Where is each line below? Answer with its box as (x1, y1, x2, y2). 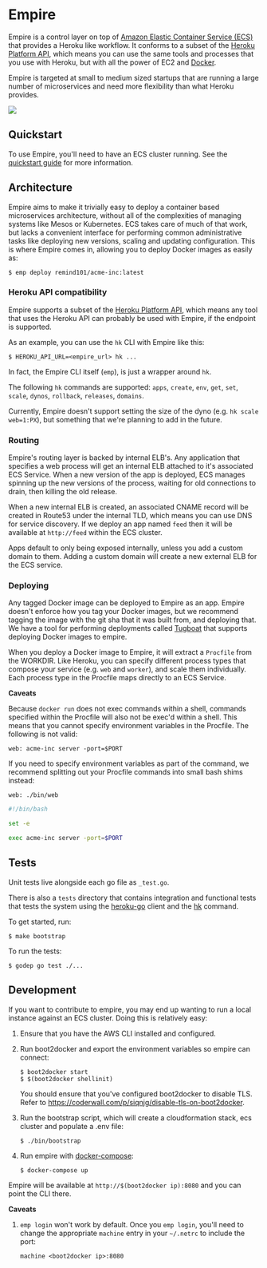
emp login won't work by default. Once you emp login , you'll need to (19, 1219, 245, 1229)
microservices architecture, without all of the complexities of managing (8, 210, 241, 220)
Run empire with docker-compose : (19, 1151, 134, 1160)
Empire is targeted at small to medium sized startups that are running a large (8, 73, 259, 82)
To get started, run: (8, 917, 72, 926)
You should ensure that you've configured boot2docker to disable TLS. (19, 1088, 253, 1099)
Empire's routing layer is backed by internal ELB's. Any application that (8, 453, 241, 462)
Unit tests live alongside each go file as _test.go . (8, 877, 170, 887)
